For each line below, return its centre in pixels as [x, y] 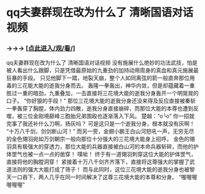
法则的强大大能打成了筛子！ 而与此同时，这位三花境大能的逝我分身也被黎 [103, 170]
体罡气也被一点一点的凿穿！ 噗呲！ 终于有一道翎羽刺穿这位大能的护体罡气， [101, 154]
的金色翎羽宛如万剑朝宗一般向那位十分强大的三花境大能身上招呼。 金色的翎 [101, 139]
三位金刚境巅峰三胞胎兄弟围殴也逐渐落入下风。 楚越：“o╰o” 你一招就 [109, 116]
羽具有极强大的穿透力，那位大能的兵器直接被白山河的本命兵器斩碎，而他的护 [103, 146]
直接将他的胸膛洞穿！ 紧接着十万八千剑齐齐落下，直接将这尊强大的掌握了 [98, 162]
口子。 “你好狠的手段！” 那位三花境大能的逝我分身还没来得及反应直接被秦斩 [101, 101]
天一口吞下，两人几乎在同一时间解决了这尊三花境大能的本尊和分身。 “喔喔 [99, 177]
